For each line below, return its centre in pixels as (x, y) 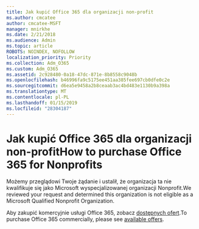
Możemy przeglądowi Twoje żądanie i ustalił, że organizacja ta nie (89, 181)
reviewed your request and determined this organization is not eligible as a (100, 194)
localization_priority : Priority (49, 57)
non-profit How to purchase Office (94, 152)
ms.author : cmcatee (31, 18)
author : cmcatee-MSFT (34, 23)
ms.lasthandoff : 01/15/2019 (42, 103)
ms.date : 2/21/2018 (31, 35)
